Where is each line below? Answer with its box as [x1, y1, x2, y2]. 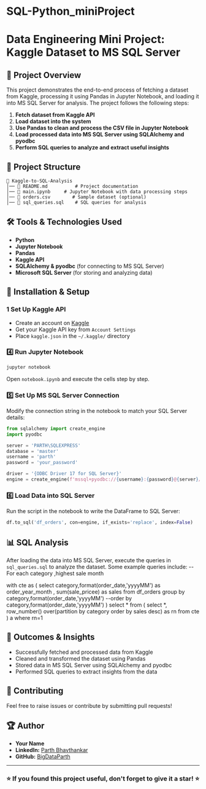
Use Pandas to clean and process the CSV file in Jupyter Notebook [15, 124, 189, 131]
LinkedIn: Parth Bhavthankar [15, 747, 88, 754]
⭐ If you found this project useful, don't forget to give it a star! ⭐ [6, 774, 200, 783]
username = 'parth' [6, 453, 56, 460]
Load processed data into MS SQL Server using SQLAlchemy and [15, 131, 185, 138]
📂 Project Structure [6, 162, 81, 172]
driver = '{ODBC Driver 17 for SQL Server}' [6, 471, 122, 477]
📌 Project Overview [6, 69, 82, 80]
